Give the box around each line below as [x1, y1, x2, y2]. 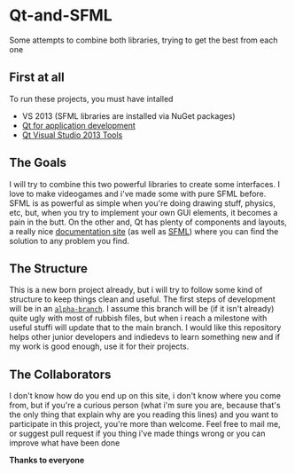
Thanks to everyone [9, 454, 85, 466]
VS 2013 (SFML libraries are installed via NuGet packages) [21, 110, 237, 121]
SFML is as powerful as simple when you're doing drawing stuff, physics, [9, 197, 276, 209]
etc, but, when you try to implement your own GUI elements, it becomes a [9, 207, 278, 217]
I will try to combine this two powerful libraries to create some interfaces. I [9, 178, 281, 189]
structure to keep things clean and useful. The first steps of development [9, 294, 276, 304]
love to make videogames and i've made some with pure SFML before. [9, 188, 267, 199]
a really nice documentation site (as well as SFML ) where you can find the [9, 225, 279, 236]
